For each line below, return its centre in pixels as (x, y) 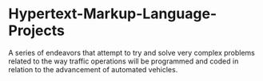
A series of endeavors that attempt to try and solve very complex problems (132, 52)
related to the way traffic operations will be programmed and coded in (124, 61)
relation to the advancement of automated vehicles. (93, 69)
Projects (37, 31)
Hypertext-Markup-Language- (113, 14)
